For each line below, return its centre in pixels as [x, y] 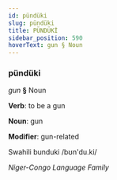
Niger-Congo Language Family [58, 167]
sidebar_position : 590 [45, 38]
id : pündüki [28, 16]
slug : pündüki [32, 23]
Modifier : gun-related [43, 137]
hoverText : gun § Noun [45, 45]
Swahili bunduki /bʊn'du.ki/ [53, 152]
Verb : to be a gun [37, 106]
